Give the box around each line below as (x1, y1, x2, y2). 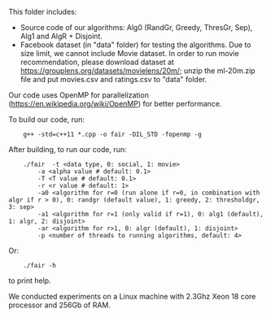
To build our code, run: (8, 115, 85, 124)
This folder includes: (8, 7, 77, 16)
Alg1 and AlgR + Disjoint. (20, 32, 103, 41)
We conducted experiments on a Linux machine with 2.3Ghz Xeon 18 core (8, 292, 256, 301)
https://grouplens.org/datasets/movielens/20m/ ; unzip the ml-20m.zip (20, 66, 256, 76)
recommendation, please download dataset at (20, 57, 175, 67)
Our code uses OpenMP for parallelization (8, 90, 149, 100)
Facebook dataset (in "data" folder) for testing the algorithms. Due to (20, 40, 251, 50)
